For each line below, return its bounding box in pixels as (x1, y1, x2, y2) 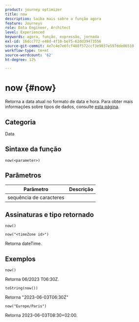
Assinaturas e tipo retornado (5, 211, 94, 219)
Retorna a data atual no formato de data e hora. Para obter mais (5, 99, 133, 105)
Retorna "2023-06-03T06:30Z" (5, 294, 69, 301)
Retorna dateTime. (5, 240, 42, 247)
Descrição (69, 186, 94, 193)
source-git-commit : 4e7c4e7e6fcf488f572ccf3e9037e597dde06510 (5, 43, 134, 48)
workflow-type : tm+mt (5, 48, 49, 53)
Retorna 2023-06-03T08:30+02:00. (5, 312, 78, 318)
